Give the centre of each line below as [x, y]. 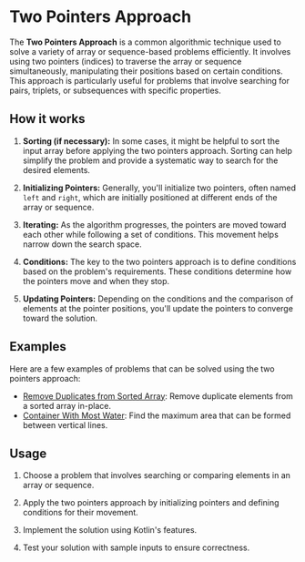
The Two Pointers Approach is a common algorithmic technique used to [146, 42]
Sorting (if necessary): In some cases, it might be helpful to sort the [151, 141]
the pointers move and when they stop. [96, 281]
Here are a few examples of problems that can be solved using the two [142, 368]
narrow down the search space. [82, 244]
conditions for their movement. [80, 513]
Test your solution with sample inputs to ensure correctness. [136, 547]
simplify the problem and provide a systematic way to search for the [150, 160]
